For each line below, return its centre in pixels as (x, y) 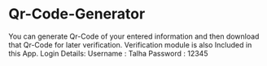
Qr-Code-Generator (77, 14)
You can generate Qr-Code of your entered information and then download (134, 36)
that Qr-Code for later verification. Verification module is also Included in (130, 44)
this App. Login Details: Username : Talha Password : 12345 (108, 53)
